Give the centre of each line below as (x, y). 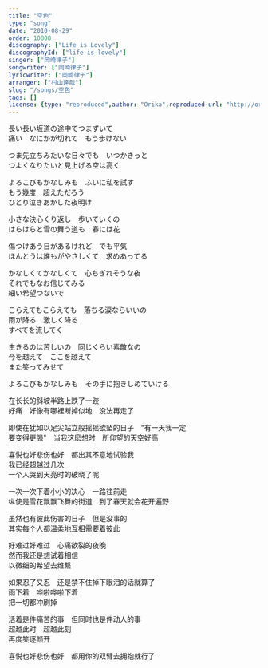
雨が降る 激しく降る (43, 320)
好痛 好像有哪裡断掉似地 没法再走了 (71, 411)
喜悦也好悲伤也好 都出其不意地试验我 (71, 455)
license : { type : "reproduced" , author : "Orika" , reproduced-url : (116, 105)
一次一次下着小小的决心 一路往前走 (68, 492)
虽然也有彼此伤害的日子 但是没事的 (68, 519)
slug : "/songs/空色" (41, 90)
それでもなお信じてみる (47, 283)
